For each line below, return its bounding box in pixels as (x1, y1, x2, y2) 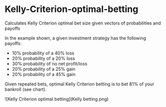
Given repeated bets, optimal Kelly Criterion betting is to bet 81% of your (5, 81, 154, 87)
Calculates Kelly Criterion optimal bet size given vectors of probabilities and (5, 20, 161, 26)
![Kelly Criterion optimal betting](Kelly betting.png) (5, 96, 109, 102)
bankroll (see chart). (5, 86, 47, 92)
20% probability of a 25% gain (12, 66, 76, 72)
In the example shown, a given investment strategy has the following (5, 35, 146, 41)
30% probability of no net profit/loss (12, 60, 87, 66)
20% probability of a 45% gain (12, 71, 76, 77)
